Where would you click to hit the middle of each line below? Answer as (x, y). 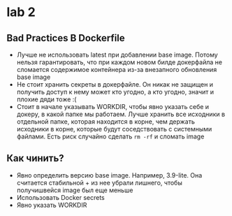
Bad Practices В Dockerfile (66, 38)
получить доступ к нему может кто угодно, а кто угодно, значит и (115, 92)
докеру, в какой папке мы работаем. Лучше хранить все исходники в (121, 114)
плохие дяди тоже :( (46, 99)
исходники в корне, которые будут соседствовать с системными (114, 129)
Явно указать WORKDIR (52, 205)
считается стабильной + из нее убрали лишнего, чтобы (99, 182)
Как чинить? (35, 158)
